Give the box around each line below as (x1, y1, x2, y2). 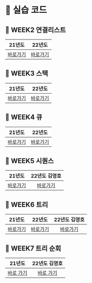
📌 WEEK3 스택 (5, 70, 48, 78)
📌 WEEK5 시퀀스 (5, 157, 54, 165)
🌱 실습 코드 (5, 4, 47, 16)
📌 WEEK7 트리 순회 (5, 244, 61, 252)
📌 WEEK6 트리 (5, 200, 48, 209)
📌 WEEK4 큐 (5, 113, 43, 121)
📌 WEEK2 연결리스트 (5, 26, 66, 34)
